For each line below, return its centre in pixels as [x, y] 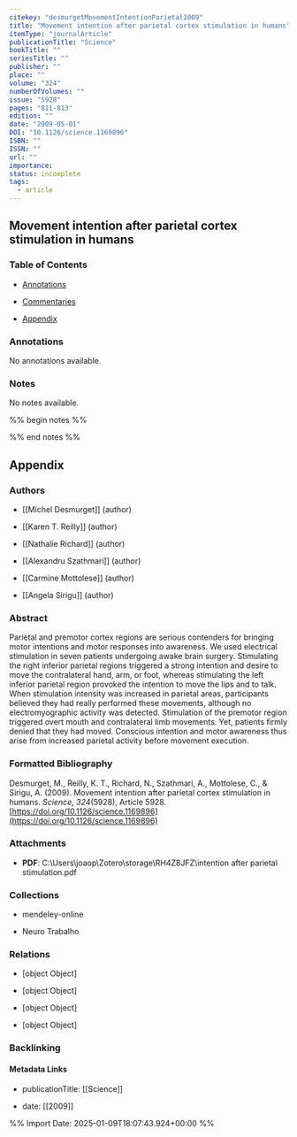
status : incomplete [45, 173]
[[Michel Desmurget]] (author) [77, 509]
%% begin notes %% [48, 420]
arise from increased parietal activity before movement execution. [129, 741]
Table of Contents [49, 265]
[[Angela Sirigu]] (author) [68, 595]
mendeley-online [53, 914]
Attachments [38, 843]
